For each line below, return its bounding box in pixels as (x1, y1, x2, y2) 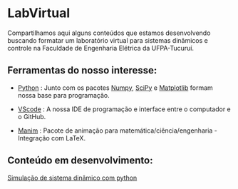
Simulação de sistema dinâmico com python (7, 173, 138, 182)
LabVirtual (7, 5, 70, 21)
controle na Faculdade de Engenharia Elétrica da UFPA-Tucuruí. (7, 44, 195, 52)
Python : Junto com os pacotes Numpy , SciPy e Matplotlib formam (17, 83, 214, 92)
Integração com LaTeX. (17, 133, 86, 142)
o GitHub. (17, 112, 46, 121)
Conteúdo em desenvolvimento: (7, 155, 153, 167)
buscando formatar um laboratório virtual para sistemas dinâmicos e (7, 36, 209, 44)
